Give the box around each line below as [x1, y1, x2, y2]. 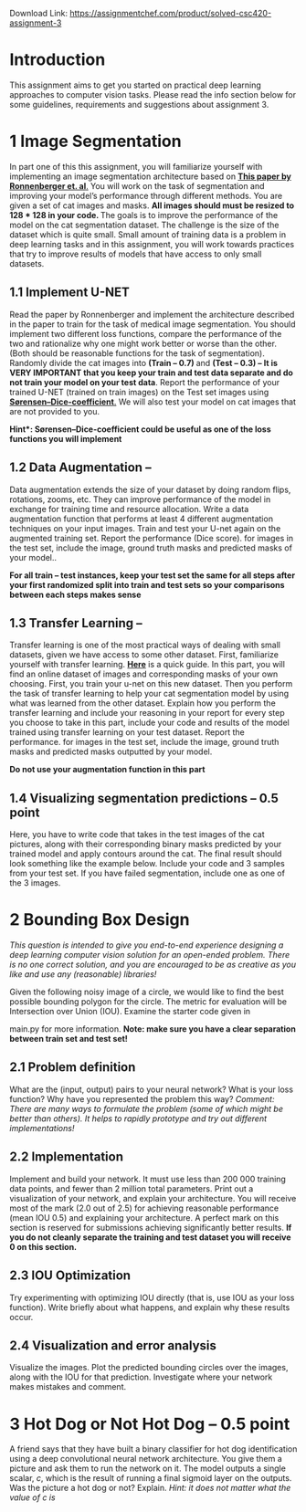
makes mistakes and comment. [9, 1381, 127, 1392]
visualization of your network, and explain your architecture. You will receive [9, 1192, 297, 1203]
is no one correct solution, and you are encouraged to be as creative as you [9, 959, 297, 971]
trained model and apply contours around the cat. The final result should [9, 848, 282, 859]
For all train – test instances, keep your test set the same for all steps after [9, 570, 295, 581]
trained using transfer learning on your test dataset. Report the [9, 727, 245, 738]
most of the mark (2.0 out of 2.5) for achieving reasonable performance [9, 1202, 280, 1213]
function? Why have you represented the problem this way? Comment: [9, 1093, 275, 1104]
